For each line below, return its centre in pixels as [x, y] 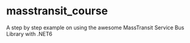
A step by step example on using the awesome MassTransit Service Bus [95, 27]
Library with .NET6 [29, 33]
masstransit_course [57, 11]
